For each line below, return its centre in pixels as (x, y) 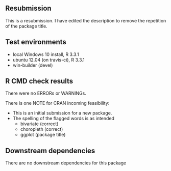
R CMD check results (39, 81)
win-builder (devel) (33, 65)
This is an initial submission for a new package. (62, 113)
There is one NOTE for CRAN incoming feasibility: (57, 103)
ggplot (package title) (43, 135)
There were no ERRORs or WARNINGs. (46, 93)
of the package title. (26, 26)
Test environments (36, 42)
